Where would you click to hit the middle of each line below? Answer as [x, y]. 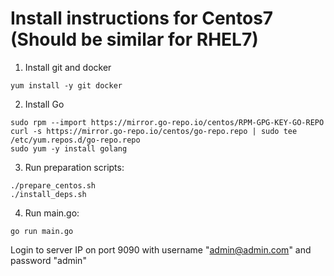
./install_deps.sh [48, 194]
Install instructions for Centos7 [142, 18]
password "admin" [48, 260]
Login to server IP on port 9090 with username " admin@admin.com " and [161, 249]
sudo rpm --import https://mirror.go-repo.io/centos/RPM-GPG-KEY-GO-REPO [167, 122]
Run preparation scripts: [74, 167]
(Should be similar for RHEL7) [134, 39]
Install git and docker [68, 67]
